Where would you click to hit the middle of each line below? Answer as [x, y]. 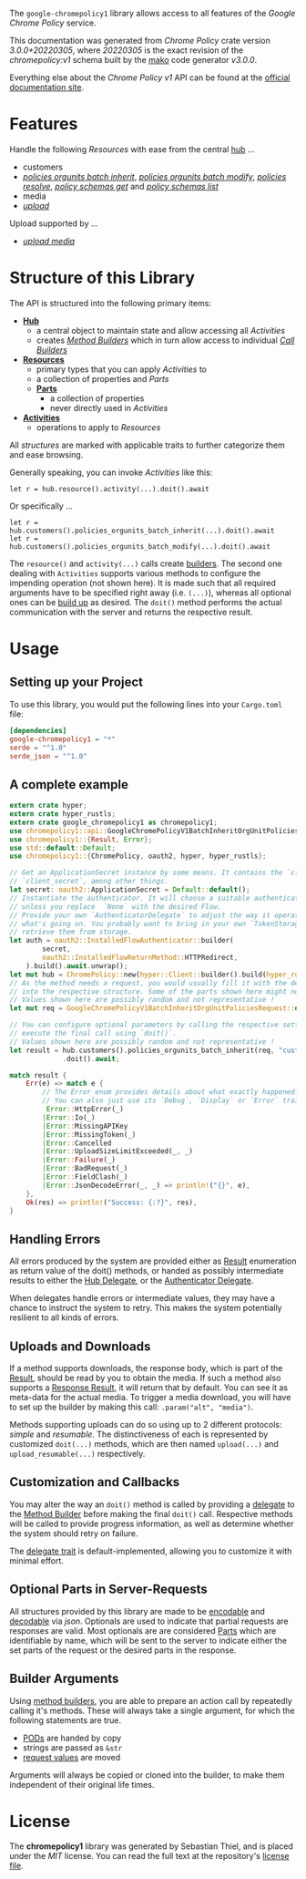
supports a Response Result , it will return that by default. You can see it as [149, 1388]
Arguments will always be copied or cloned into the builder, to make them [147, 1775]
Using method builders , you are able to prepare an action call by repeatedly [151, 1700]
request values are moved [71, 1757]
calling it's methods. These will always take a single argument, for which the [152, 1710]
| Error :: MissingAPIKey [85, 1126]
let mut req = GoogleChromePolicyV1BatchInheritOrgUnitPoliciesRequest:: [153, 1008]
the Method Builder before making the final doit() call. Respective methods [151, 1513]
